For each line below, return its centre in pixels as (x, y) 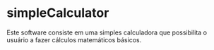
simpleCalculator (58, 13)
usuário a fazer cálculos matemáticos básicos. (74, 39)
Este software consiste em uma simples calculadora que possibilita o (107, 32)
